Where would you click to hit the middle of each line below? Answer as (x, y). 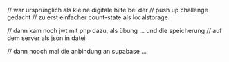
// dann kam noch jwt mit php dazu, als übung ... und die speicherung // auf (115, 31)
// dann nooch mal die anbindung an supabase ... (77, 51)
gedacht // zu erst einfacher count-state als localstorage (88, 17)
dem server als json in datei (46, 38)
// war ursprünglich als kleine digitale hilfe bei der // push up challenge (108, 10)
